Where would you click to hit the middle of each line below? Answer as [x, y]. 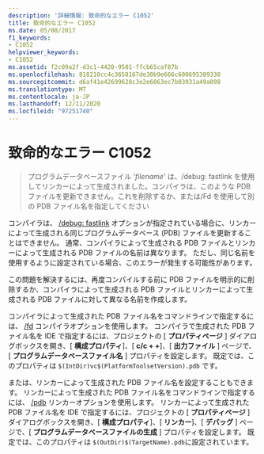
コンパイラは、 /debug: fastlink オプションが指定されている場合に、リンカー [132, 223]
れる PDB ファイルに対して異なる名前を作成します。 [107, 299]
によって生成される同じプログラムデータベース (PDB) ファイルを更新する [126, 233]
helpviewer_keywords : [44, 52]
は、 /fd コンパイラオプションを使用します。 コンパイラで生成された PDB [127, 326]
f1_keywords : [30, 38]
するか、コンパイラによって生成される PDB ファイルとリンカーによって [130, 289]
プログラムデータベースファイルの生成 [95, 432]
